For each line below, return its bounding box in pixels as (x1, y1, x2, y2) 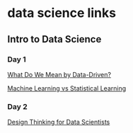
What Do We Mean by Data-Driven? (7, 70, 112, 79)
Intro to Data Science (7, 33, 102, 45)
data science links (7, 5, 117, 21)
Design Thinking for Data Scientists (7, 118, 110, 127)
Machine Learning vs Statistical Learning (7, 83, 126, 93)
